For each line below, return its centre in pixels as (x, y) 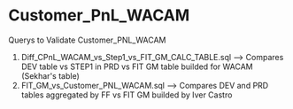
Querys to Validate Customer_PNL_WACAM (87, 40)
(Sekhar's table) (50, 75)
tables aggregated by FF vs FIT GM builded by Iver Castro (127, 95)
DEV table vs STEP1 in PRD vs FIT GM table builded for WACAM (137, 66)
